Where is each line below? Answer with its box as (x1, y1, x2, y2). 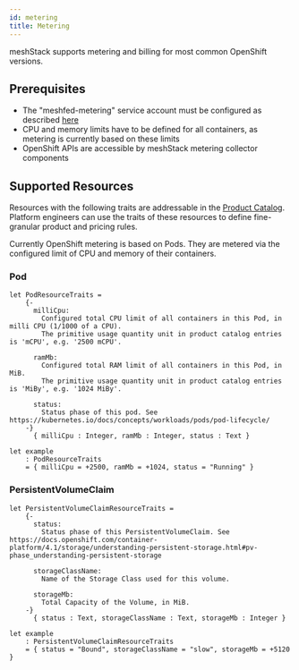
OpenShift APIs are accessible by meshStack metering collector (21, 143, 258, 154)
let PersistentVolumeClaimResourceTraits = (9, 504, 175, 513)
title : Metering (9, 21, 70, 30)
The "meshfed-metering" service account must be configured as (21, 105, 262, 116)
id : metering (9, 13, 58, 22)
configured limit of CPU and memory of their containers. (9, 248, 217, 259)
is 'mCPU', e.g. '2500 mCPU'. (9, 337, 123, 347)
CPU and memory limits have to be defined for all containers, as (21, 124, 258, 135)
